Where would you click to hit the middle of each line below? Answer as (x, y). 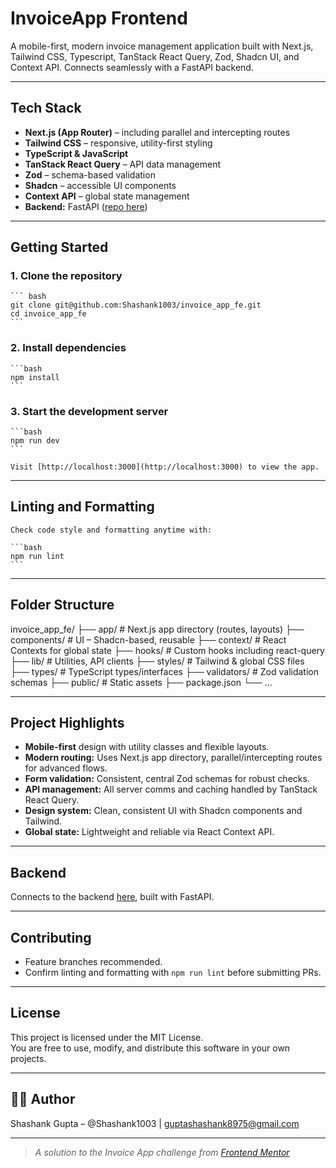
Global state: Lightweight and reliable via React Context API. (149, 832)
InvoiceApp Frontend (99, 18)
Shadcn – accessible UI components (100, 185)
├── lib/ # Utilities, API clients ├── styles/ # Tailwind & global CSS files (157, 661)
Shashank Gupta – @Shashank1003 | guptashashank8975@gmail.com (155, 1123)
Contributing (51, 937)
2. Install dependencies (68, 348)
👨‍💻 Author (43, 1099)
